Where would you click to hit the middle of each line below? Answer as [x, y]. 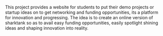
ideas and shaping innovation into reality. [47, 28]
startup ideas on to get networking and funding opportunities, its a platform [82, 12]
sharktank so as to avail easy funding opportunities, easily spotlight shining [81, 23]
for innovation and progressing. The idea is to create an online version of [79, 18]
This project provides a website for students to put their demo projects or [80, 7]
